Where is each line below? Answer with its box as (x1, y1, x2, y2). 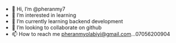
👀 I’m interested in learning (11, 12, 77, 19)
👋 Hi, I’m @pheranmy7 (11, 6, 65, 12)
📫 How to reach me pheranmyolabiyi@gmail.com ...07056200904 (11, 31, 171, 37)
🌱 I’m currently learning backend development (11, 18, 123, 24)
